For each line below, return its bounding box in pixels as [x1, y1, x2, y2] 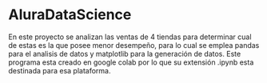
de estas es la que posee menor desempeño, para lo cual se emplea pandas [8, 40, 260, 49]
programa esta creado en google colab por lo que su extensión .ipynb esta [8, 57, 254, 67]
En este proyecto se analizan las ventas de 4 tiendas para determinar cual [8, 32, 252, 41]
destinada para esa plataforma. [8, 65, 111, 75]
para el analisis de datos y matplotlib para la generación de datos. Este [8, 49, 241, 58]
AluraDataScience [8, 6, 132, 24]
